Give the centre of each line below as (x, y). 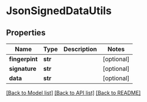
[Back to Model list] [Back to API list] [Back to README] (73, 93)
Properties (26, 33)
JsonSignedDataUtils (59, 11)
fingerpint (24, 59)
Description (80, 49)
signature (23, 69)
